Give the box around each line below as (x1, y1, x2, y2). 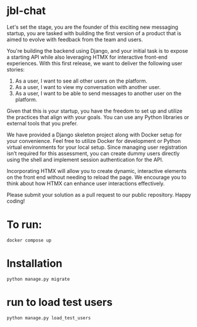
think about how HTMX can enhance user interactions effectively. (6, 180, 165, 187)
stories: (6, 66, 25, 73)
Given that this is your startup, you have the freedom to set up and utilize (6, 107, 183, 114)
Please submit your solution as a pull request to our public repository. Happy (6, 191, 191, 198)
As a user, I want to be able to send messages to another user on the (15, 90, 182, 97)
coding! (6, 197, 25, 205)
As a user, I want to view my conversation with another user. (15, 83, 161, 90)
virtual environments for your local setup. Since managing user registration (6, 144, 188, 151)
